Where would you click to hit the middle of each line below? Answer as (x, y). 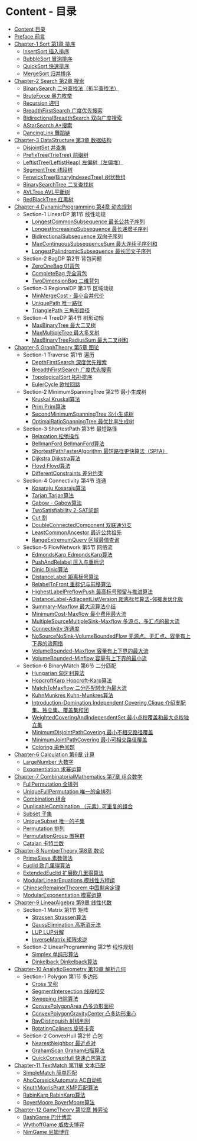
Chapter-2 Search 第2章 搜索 (49, 81)
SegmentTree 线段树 (48, 169)
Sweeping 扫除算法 (55, 998)
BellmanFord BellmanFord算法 (68, 443)
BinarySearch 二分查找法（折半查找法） (71, 88)
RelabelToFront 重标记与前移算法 (71, 584)
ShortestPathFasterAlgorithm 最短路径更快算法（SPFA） (100, 451)
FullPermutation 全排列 (50, 784)
